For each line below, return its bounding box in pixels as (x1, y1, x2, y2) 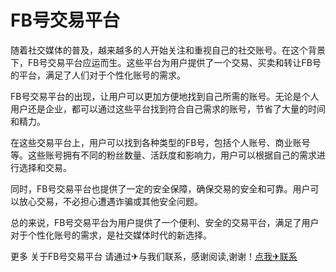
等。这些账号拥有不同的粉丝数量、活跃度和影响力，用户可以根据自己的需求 (10, 149, 317, 161)
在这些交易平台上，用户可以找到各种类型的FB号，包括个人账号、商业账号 (10, 136, 311, 148)
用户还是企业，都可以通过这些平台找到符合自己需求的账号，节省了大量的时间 (10, 102, 326, 115)
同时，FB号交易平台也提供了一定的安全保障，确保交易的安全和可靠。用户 (10, 182, 311, 195)
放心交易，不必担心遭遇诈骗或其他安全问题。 (18, 195, 203, 207)
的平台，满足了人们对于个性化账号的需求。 (10, 69, 186, 81)
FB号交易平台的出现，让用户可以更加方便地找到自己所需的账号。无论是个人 (10, 90, 320, 102)
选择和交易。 (18, 161, 72, 173)
